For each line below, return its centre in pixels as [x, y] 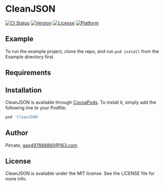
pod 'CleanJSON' [22, 117]
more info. [16, 179]
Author [17, 133]
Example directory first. [30, 57]
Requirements [28, 73]
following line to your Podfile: [36, 108]
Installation [24, 90]
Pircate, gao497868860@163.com [41, 145]
